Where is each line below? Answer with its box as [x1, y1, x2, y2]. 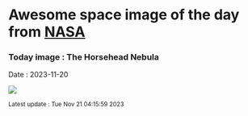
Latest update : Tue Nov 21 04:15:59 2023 [8, 101, 124, 109]
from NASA [8, 23, 86, 41]
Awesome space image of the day [8, 6, 240, 24]
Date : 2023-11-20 [8, 70, 69, 80]
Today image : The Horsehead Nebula [8, 52, 160, 63]
